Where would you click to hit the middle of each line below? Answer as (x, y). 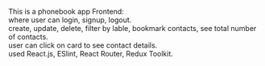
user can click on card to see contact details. (83, 45)
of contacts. (28, 37)
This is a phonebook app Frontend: (66, 12)
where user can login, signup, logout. (70, 20)
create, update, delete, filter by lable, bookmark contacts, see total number (132, 28)
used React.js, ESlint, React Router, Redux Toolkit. (91, 54)
